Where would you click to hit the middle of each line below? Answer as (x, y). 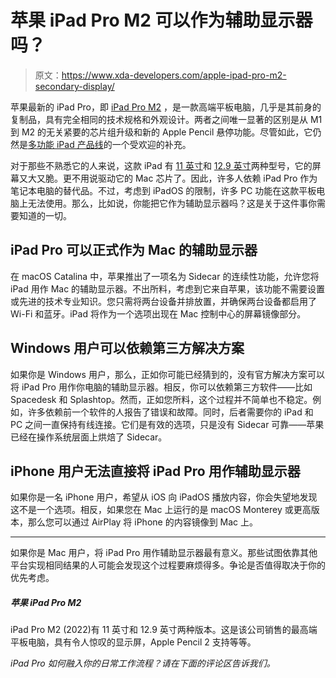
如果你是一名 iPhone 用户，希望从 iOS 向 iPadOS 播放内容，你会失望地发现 (164, 497)
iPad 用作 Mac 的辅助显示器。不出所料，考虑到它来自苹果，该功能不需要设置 (168, 288)
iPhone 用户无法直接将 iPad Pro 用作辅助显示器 (155, 471)
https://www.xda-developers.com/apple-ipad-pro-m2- (174, 75)
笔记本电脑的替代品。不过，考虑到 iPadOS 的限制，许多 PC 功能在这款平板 (163, 190)
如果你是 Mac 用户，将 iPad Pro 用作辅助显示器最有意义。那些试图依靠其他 (164, 553)
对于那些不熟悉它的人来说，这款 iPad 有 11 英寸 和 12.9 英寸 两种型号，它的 (161, 165)
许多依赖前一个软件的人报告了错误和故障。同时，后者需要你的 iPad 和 (170, 412)
